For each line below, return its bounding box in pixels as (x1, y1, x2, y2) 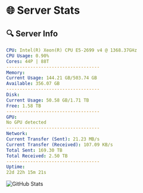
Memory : (6, 69, 26, 75)
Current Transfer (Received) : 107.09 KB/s (6, 142, 113, 148)
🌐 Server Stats (6, 4, 80, 17)
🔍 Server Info (6, 28, 58, 39)
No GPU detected (6, 120, 46, 125)
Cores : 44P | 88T (6, 58, 49, 65)
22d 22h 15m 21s (6, 170, 46, 176)
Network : (6, 131, 28, 137)
